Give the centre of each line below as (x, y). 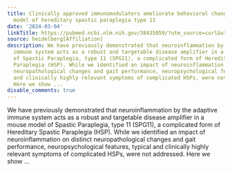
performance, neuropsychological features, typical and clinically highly (108, 147)
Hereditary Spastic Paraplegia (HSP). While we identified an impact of (106, 132)
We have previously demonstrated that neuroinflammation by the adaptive (112, 110)
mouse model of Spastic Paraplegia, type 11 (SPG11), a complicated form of (114, 125)
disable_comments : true (41, 90)
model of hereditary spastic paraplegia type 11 (85, 20)
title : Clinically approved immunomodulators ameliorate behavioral (108, 13)
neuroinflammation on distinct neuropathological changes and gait (101, 139)
